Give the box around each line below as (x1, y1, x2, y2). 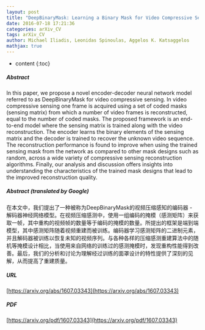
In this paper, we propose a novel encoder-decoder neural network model (6, 89, 192, 97)
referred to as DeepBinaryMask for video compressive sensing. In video (6, 95, 187, 103)
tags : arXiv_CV (6, 32, 45, 38)
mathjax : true (6, 43, 43, 50)
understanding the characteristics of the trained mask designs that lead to (6, 167, 193, 174)
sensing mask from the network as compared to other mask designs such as (6, 147, 199, 155)
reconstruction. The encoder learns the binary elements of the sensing (6, 128, 184, 135)
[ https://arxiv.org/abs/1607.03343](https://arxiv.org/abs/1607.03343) (6, 287, 179, 294)
